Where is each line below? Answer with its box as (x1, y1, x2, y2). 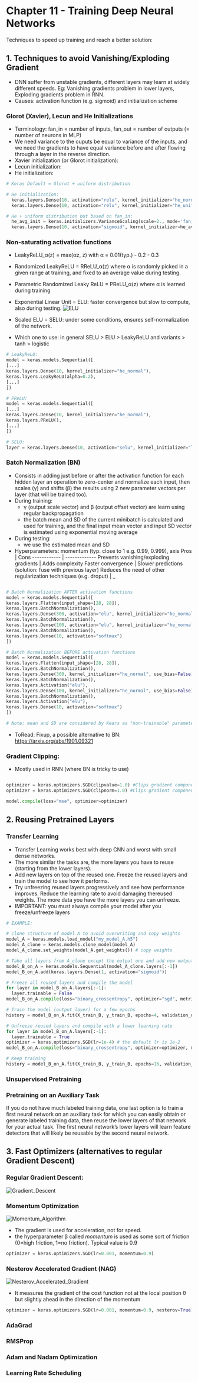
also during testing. (14, 305, 62, 312)
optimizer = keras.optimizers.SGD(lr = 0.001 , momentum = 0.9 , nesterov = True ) (6, 1307, 194, 1313)
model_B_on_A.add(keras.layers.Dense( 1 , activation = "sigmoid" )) (6, 969, 167, 975)
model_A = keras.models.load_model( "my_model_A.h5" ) (6, 936, 138, 942)
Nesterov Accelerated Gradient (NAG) (6, 1264, 117, 1272)
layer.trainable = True (11, 1034, 70, 1040)
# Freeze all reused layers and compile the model (6, 980, 133, 986)
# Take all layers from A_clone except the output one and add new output (6, 958, 194, 964)
